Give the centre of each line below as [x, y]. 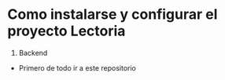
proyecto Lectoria [66, 31]
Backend [33, 53]
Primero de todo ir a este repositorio [77, 67]
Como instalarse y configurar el [112, 15]
